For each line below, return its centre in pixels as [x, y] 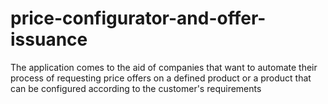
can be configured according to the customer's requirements [136, 88]
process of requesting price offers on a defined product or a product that [161, 78]
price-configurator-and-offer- [138, 18]
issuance [49, 39]
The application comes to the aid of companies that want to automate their [164, 67]
